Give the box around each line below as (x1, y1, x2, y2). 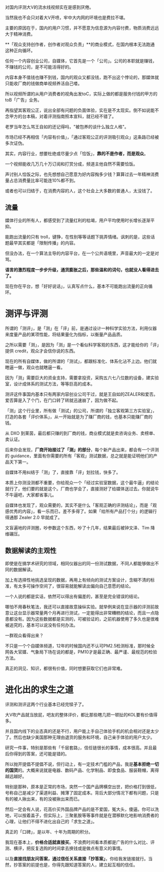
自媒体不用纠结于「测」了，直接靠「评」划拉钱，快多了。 (5, 469, 121, 475)
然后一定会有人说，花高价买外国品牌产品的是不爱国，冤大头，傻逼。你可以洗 (5, 806, 159, 812)
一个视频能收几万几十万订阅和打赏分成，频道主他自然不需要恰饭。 (5, 161, 138, 167)
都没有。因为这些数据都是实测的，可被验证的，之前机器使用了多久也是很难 (9, 616, 159, 622)
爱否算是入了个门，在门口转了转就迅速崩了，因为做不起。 (5, 397, 121, 403)
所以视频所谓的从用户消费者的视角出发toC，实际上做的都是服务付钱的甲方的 (5, 91, 158, 97)
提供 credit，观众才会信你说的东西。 (5, 348, 78, 354)
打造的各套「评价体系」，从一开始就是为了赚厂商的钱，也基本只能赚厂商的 (5, 414, 153, 420)
